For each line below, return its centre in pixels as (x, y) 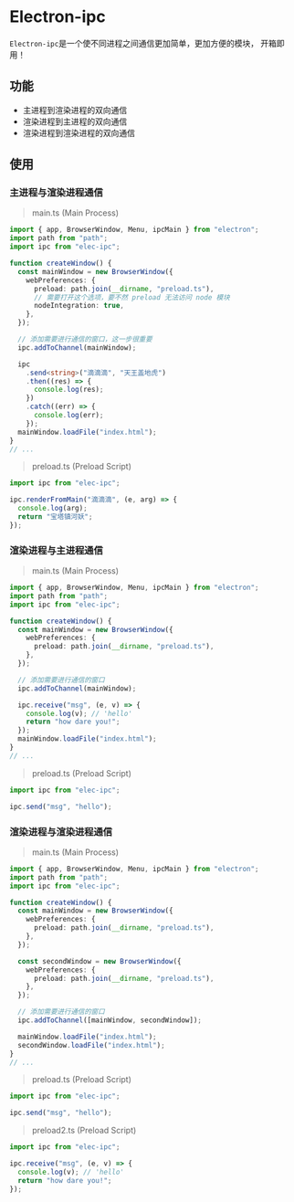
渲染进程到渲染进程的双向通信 (79, 132)
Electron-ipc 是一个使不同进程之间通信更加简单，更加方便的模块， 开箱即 (147, 43)
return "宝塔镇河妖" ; (55, 517)
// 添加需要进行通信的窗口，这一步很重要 (85, 340)
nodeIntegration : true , (79, 306)
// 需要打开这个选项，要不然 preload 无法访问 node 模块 (131, 297)
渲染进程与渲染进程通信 (61, 831)
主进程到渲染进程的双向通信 (75, 110)
